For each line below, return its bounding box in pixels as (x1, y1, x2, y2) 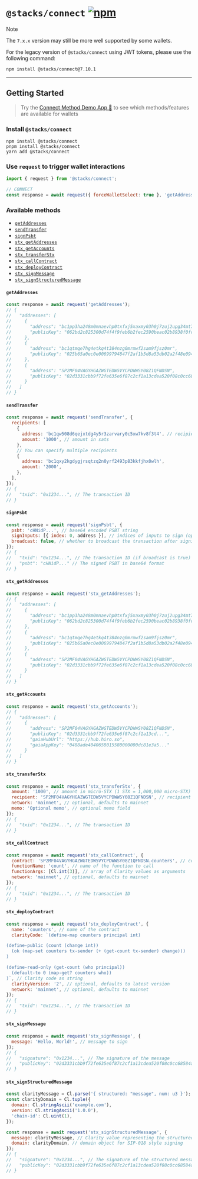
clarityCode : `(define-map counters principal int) (11, 932, 141, 938)
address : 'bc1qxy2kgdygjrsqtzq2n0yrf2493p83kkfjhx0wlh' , (21, 459, 165, 465)
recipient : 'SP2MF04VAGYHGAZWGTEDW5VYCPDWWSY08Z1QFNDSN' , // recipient (11, 794, 192, 800)
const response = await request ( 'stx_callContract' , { (6, 852, 144, 858)
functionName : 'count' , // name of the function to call (11, 863, 154, 869)
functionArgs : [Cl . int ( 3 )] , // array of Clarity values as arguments (11, 869, 186, 875)
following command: (6, 54, 56, 62)
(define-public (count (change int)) (6, 943, 99, 949)
